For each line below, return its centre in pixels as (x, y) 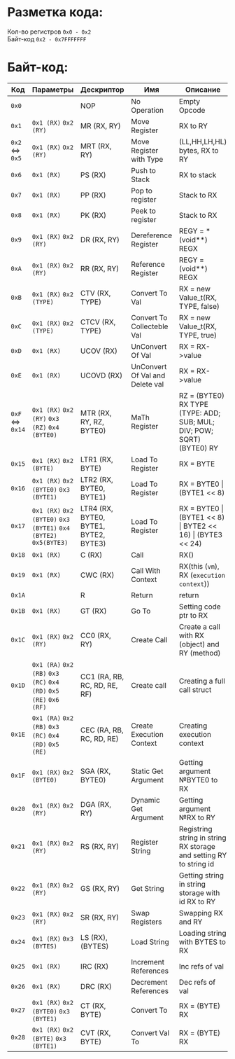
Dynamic (146, 800)
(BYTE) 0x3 (49, 1038)
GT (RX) (93, 611)
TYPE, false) (199, 306)
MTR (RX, (96, 413)
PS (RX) (93, 174)
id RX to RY (197, 901)
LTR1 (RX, (97, 459)
